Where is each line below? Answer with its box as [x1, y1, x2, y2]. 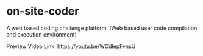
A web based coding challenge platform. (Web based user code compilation [6, 24, 198, 32]
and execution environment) [6, 30, 77, 38]
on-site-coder [6, 4, 79, 18]
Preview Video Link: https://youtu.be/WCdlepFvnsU [6, 43, 136, 50]
